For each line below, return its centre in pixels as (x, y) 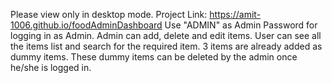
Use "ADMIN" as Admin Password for (241, 25)
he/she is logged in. (51, 67)
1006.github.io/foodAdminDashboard (86, 25)
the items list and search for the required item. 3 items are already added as (166, 46)
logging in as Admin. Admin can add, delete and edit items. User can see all (166, 35)
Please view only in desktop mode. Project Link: (109, 14)
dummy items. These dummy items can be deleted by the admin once (154, 57)
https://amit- (235, 14)
